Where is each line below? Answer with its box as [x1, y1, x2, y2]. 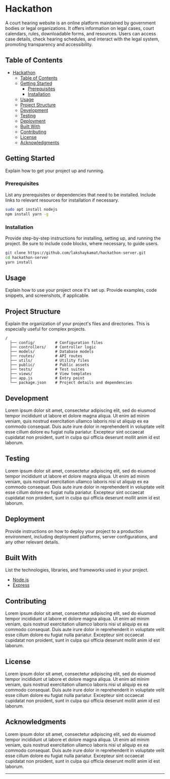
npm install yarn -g [5, 211, 49, 217]
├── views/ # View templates [10, 371, 92, 376]
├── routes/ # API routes [10, 354, 82, 359]
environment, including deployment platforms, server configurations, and [5, 533, 158, 539]
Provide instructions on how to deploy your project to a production [5, 528, 144, 534]
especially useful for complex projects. [5, 326, 86, 332]
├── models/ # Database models [10, 349, 94, 355]
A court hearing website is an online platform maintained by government [5, 20, 156, 26]
